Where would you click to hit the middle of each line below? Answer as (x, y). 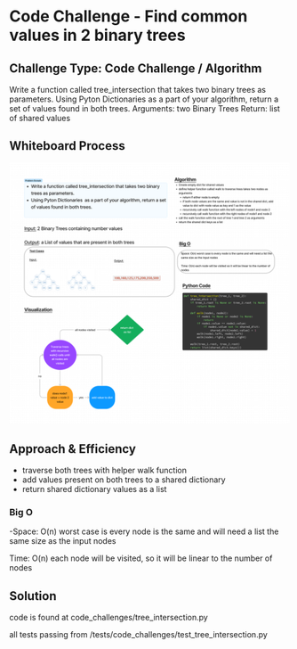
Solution (33, 596)
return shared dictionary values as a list (94, 489)
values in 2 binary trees (97, 35)
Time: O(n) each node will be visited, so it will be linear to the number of (141, 558)
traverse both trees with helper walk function (104, 471)
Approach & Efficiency (72, 449)
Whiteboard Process (68, 146)
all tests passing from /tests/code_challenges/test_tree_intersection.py (139, 635)
